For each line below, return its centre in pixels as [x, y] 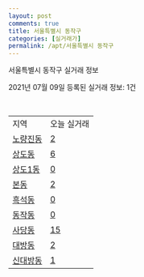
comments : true [34, 23]
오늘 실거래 [70, 124]
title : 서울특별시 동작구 [45, 31]
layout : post [30, 16]
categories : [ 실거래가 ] [45, 38]
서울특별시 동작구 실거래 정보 [53, 70]
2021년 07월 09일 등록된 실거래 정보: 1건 [72, 87]
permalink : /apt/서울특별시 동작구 [61, 46]
